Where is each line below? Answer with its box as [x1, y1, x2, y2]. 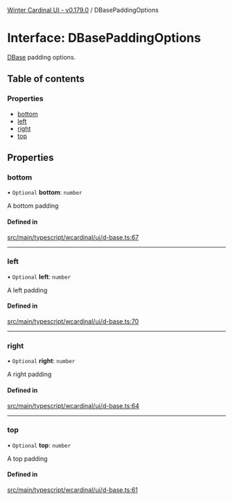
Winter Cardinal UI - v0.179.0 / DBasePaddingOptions [7, 6, 159, 14]
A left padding [7, 285, 48, 294]
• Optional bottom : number [7, 188, 83, 197]
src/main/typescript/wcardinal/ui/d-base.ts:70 [7, 317, 139, 326]
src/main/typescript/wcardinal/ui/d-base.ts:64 [7, 401, 140, 410]
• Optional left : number [7, 272, 71, 281]
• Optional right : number [7, 357, 76, 365]
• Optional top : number [7, 441, 71, 449]
